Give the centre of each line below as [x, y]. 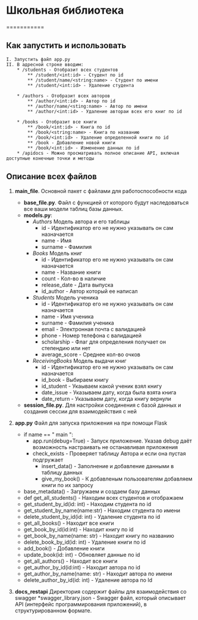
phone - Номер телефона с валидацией [91, 335]
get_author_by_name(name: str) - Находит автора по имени [98, 574]
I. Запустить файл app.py [38, 59]
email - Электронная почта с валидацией [93, 329]
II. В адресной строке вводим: [45, 64]
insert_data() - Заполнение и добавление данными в [108, 466]
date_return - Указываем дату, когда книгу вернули [106, 398]
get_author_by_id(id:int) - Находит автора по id [82, 567]
